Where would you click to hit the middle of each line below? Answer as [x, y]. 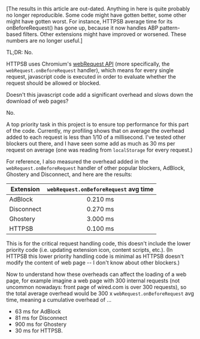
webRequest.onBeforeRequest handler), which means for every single [90, 70]
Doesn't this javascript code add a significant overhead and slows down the [100, 95]
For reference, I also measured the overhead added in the [77, 161]
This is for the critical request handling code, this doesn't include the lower [99, 243]
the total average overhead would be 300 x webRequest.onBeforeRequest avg [100, 293]
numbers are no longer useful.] [44, 41]
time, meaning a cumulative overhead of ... [59, 300]
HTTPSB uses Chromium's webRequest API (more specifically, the [88, 64]
